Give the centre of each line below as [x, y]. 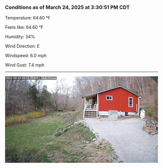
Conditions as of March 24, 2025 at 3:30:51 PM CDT [67, 7]
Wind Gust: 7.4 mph [25, 65]
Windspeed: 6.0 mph [26, 56]
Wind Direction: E [22, 46]
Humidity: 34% [20, 37]
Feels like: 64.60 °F [24, 27]
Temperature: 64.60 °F [28, 18]
